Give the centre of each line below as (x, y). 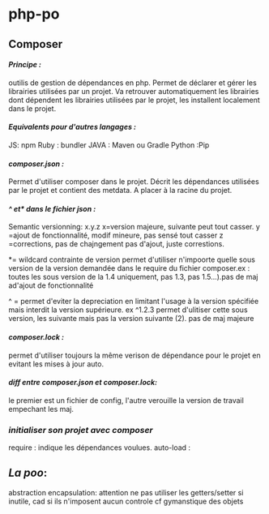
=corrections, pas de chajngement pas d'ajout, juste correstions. (116, 244)
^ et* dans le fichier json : (52, 208)
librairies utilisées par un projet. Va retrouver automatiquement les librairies (134, 91)
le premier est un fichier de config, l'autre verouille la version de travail (126, 400)
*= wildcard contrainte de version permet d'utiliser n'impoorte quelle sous (132, 259)
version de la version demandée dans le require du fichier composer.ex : (129, 268)
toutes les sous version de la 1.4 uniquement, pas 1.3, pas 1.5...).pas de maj (133, 277)
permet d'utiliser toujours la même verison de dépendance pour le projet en (134, 355)
